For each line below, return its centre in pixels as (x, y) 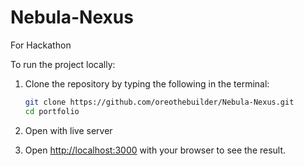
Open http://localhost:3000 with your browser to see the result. (155, 150)
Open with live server (68, 130)
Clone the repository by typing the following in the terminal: (147, 83)
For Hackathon (41, 45)
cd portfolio (52, 111)
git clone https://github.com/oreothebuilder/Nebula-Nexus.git (159, 102)
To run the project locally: (63, 64)
